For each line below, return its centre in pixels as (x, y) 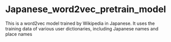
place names (19, 34)
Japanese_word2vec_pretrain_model (86, 9)
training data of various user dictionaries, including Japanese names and (82, 28)
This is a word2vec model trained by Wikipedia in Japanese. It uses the (80, 23)
